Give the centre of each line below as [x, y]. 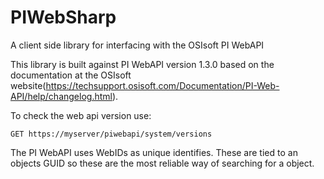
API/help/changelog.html [61, 96]
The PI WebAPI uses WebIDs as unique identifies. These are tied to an [154, 152]
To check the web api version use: [81, 115]
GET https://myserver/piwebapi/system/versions [111, 134]
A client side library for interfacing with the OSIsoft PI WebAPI [137, 45]
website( [28, 85]
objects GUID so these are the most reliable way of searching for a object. [162, 163]
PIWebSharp [63, 17]
